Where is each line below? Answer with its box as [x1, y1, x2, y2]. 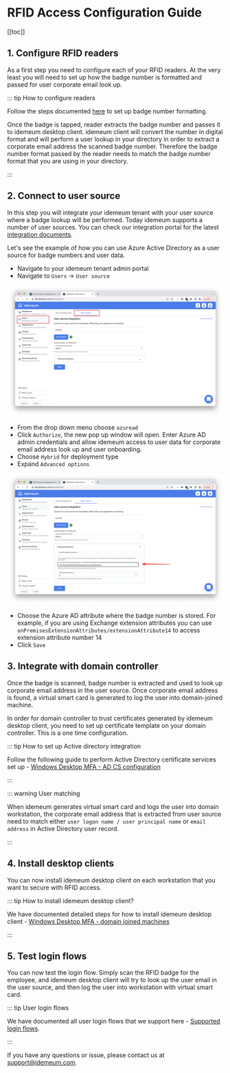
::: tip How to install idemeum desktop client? [7, 896, 134, 905]
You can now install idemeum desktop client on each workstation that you [7, 876, 216, 884]
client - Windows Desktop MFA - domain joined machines [7, 917, 170, 925]
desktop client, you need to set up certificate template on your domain [7, 721, 206, 729]
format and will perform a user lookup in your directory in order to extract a [7, 135, 220, 143]
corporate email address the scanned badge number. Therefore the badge [7, 142, 218, 151]
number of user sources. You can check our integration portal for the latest [7, 223, 220, 231]
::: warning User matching [7, 789, 80, 797]
